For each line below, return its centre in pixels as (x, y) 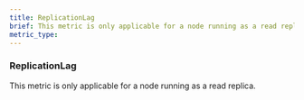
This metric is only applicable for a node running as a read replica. (133, 86)
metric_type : (34, 34)
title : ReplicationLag (52, 18)
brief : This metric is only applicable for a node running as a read (143, 26)
